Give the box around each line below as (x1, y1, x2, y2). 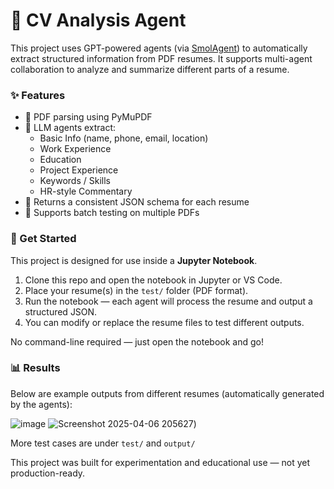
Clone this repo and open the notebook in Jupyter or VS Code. (24, 274, 283, 286)
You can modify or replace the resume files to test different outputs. (24, 316, 305, 328)
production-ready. (10, 467, 86, 479)
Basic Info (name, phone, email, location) (39, 132, 209, 144)
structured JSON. (24, 305, 98, 318)
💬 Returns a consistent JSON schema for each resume (24, 196, 250, 208)
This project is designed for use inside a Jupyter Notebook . (10, 254, 258, 266)
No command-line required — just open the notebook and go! (10, 335, 264, 348)
